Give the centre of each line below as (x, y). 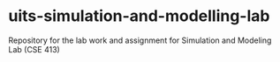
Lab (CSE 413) (34, 49)
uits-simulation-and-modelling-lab (139, 16)
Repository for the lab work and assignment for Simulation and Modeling (140, 40)
